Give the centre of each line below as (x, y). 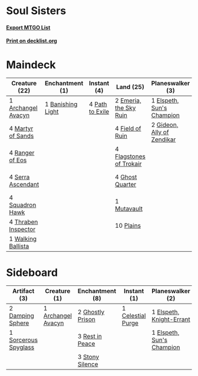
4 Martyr (21, 129)
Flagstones (130, 157)
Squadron (23, 205)
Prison (86, 320)
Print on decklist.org (32, 41)
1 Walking (23, 239)
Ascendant (24, 185)
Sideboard (32, 272)
